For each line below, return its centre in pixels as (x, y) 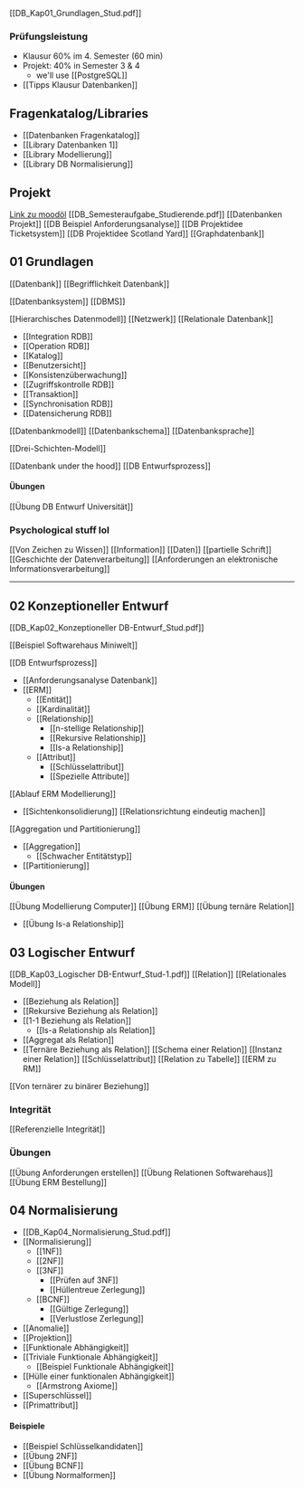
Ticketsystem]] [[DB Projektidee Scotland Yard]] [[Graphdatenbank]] (137, 233)
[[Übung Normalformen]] (69, 1475)
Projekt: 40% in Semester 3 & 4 (81, 66)
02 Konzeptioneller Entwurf (89, 606)
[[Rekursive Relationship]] (98, 738)
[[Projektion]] (47, 1338)
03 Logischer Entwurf (72, 952)
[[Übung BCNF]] (53, 1465)
